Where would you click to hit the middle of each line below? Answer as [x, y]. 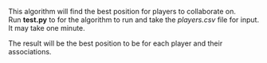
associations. [30, 52]
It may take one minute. [47, 28]
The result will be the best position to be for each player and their [116, 43]
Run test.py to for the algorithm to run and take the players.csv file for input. [134, 20]
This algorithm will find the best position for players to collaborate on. [122, 11]
